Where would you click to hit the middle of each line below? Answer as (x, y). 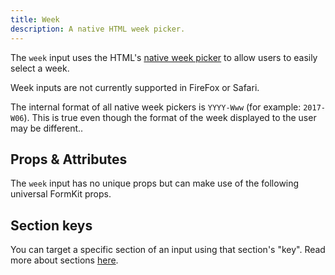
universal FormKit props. (61, 194)
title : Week (35, 19)
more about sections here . (64, 260)
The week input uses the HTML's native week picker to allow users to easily (164, 57)
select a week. (40, 68)
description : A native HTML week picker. (98, 29)
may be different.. (47, 128)
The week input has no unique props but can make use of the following (155, 183)
